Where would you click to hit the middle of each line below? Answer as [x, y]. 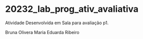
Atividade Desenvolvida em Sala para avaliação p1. [57, 23]
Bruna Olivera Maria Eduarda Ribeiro [42, 32]
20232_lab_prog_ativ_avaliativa [72, 9]
